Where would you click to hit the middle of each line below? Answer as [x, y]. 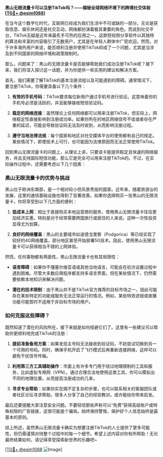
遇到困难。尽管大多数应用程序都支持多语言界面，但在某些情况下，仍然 [82, 273]
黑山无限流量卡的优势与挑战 [37, 178]
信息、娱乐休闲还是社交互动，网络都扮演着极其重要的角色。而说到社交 [79, 29]
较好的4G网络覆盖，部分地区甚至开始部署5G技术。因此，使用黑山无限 [82, 241]
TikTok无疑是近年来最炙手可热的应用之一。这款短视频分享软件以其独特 [84, 35]
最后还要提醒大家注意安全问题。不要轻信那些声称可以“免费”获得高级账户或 [79, 405]
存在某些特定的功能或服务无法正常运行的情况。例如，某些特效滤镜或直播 [84, 296]
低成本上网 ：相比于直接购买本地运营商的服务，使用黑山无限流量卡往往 [82, 212]
